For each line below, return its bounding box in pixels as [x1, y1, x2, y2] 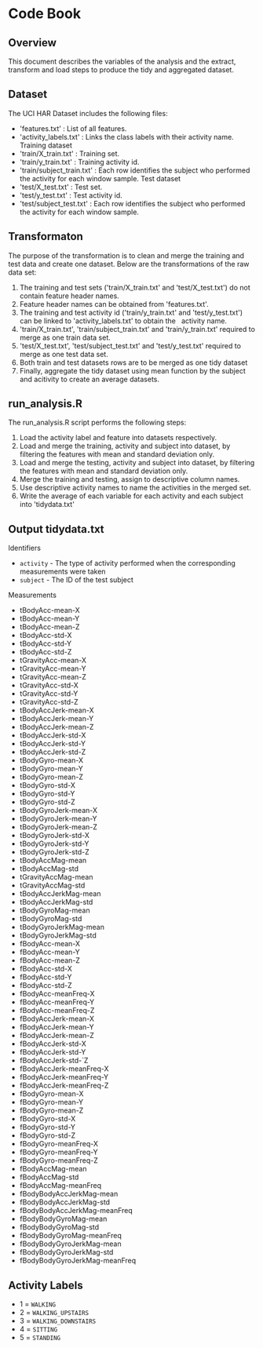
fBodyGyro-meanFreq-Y [19, 1147, 98, 1157]
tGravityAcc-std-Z [19, 698, 79, 707]
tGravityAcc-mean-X [19, 656, 87, 665]
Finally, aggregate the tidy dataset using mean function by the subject [19, 366, 246, 375]
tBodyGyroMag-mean [19, 905, 90, 915]
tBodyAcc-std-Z [19, 647, 72, 657]
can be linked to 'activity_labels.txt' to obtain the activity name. [19, 315, 228, 326]
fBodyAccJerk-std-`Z [19, 1056, 89, 1066]
